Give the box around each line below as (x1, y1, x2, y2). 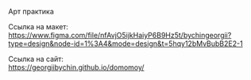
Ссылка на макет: (8, 22, 69, 31)
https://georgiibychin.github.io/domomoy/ (8, 63, 145, 72)
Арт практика (8, 7, 54, 16)
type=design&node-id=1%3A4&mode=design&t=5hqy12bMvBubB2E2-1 (8, 39, 244, 48)
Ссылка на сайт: (8, 55, 64, 63)
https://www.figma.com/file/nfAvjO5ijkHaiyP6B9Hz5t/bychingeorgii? (8, 31, 232, 40)
